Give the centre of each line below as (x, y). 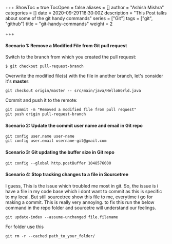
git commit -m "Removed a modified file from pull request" (71, 110)
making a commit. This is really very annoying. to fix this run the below (80, 202)
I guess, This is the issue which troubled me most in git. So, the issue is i (82, 186)
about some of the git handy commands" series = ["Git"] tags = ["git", (79, 18)
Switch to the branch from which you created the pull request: (71, 57)
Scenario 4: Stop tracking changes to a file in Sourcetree (67, 175)
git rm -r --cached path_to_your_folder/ (50, 236)
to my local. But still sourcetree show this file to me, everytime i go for (79, 197)
